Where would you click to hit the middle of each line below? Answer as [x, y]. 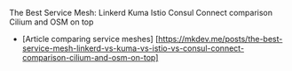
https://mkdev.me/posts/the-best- [221, 39]
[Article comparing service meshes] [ [90, 39]
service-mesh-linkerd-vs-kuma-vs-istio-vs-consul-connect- [133, 48]
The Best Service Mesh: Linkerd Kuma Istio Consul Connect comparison [141, 13]
